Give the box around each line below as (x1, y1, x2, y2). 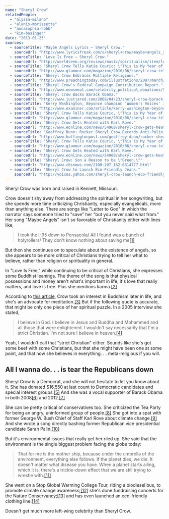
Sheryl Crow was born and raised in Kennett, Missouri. (5, 185, 118, 192)
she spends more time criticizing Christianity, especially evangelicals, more (5, 200, 161, 207)
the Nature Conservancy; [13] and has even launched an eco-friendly (5, 493, 147, 499)
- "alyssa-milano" (10, 17, 49, 22)
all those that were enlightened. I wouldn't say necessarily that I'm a (17, 325, 158, 331)
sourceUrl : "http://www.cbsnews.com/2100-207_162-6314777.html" (14, 162, 152, 167)
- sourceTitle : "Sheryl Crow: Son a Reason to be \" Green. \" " (10, 158, 143, 163)
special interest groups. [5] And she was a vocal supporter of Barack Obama (5, 389, 163, 395)
